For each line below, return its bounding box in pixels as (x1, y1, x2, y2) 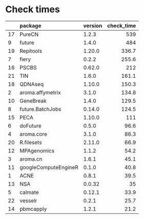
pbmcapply (19, 205, 47, 212)
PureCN (19, 31, 39, 38)
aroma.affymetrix (19, 89, 61, 96)
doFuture (19, 122, 42, 129)
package (19, 22, 42, 29)
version (83, 22, 102, 29)
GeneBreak (19, 97, 47, 104)
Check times (5, 4, 60, 15)
